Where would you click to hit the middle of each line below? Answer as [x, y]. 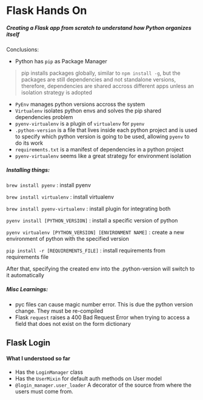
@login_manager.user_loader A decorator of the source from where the [103, 385]
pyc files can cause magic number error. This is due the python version [104, 305]
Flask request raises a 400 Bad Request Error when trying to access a [102, 317]
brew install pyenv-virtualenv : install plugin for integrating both [88, 209]
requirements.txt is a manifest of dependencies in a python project [99, 150]
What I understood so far [38, 359]
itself [13, 34]
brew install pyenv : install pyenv [49, 185]
